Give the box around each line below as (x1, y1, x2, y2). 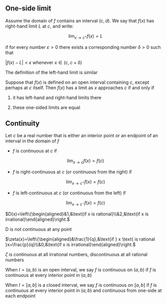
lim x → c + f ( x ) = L (68, 33, 103, 40)
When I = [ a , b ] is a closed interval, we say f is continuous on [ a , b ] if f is (5, 282, 157, 288)
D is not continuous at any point (5, 226, 72, 232)
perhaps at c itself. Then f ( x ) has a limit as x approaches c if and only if (5, 84, 154, 91)
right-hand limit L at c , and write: (5, 23, 74, 29)
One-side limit (5, 4, 51, 13)
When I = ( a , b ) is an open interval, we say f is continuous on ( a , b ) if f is (5, 266, 156, 272)
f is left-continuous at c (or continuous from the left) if (12, 190, 126, 196)
